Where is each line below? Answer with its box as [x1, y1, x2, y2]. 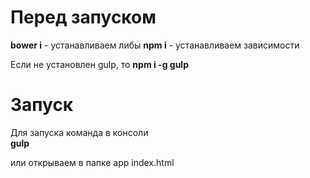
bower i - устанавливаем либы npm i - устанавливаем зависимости [10, 39, 300, 51]
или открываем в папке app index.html [10, 156, 175, 168]
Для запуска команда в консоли [10, 126, 149, 138]
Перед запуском [10, 6, 157, 29]
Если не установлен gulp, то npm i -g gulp [10, 58, 189, 70]
